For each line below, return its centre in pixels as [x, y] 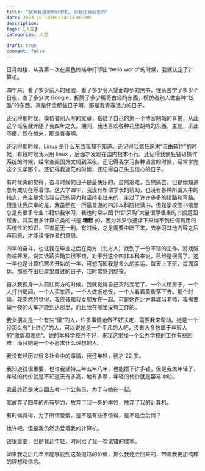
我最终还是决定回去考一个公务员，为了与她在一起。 [70, 389]
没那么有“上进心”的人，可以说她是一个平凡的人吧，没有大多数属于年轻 [94, 327]
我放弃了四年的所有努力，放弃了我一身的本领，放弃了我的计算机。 [89, 402]
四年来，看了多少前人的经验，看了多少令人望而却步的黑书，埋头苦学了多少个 [103, 90]
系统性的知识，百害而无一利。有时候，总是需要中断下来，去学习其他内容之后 [103, 228]
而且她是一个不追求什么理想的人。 [59, 342]
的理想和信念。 [25, 461]
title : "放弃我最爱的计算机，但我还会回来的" [57, 12]
